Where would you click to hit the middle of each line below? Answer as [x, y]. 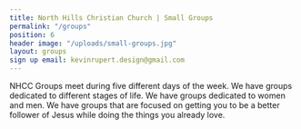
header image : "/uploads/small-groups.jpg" [93, 43]
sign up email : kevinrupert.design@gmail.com [97, 60]
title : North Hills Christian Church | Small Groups [111, 18]
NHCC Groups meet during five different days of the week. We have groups [151, 86]
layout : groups [38, 52]
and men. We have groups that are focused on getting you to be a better [145, 105]
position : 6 [32, 35]
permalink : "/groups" [50, 26]
